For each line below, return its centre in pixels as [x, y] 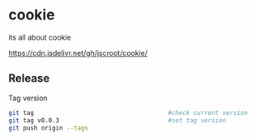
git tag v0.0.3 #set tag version [117, 120]
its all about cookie [40, 37]
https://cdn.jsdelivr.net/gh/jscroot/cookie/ [78, 53]
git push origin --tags [49, 128]
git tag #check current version [128, 112]
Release [29, 78]
